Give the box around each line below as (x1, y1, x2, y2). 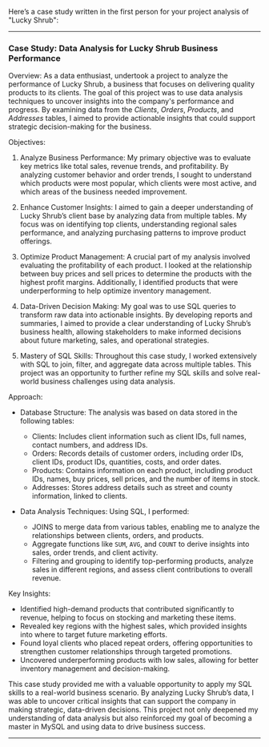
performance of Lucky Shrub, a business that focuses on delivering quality (8, 79, 255, 89)
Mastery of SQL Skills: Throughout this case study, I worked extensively (19, 351, 258, 361)
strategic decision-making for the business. (8, 122, 152, 131)
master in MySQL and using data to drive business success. (8, 722, 206, 732)
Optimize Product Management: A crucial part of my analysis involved (19, 252, 251, 262)
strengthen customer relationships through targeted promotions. (19, 647, 232, 657)
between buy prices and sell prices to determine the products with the (19, 269, 252, 279)
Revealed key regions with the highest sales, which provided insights (19, 621, 247, 631)
